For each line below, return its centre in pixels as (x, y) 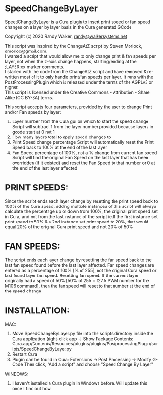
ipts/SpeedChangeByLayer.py (42, 349)
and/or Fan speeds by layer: (33, 112)
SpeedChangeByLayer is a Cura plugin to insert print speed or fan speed (78, 22)
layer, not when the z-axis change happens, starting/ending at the (71, 61)
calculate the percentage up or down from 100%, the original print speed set (81, 211)
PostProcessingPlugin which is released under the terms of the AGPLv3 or (79, 82)
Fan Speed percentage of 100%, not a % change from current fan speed (84, 152)
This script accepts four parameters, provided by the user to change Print (79, 107)
